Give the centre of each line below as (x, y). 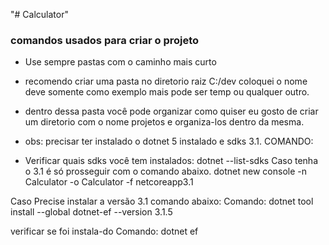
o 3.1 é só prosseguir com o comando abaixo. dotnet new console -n (166, 171)
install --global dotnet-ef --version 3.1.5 (91, 212)
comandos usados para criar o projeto (105, 40)
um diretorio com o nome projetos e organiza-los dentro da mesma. (164, 122)
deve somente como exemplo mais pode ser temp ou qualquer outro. (167, 92)
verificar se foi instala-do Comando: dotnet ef (104, 231)
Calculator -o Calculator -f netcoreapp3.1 (109, 182)
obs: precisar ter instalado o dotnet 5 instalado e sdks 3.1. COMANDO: (169, 141)
